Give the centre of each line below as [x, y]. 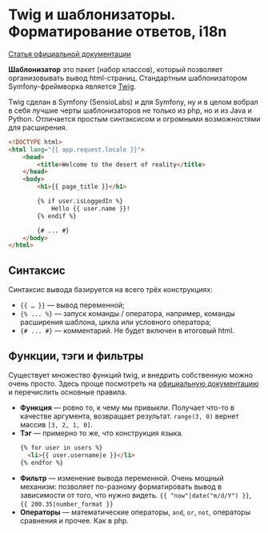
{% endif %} [57, 216]
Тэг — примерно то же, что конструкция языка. [102, 433]
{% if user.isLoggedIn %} [80, 202]
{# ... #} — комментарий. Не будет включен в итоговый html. [127, 331]
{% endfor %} [42, 463]
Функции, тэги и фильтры [76, 356]
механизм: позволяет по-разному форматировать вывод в [121, 487]
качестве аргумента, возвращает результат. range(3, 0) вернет [129, 416]
